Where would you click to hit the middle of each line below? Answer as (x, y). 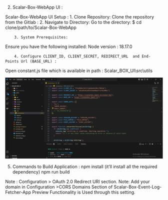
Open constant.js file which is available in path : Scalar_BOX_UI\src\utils (79, 70)
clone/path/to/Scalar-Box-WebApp (41, 27)
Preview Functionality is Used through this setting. (84, 192)
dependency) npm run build (41, 171)
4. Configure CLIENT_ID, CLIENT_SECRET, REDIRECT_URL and (77, 56)
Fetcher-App (18, 192)
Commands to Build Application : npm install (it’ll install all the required (85, 166)
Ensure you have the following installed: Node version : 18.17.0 (69, 46)
